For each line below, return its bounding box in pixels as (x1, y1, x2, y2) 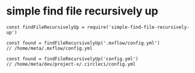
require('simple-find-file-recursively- (87, 24, 190, 30)
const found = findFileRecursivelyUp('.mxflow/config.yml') (6, 40, 161, 46)
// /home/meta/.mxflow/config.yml (6, 45, 93, 51)
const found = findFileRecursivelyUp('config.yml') (6, 56, 138, 62)
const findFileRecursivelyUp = (6, 24, 85, 30)
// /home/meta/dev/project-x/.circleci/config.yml (6, 61, 136, 67)
